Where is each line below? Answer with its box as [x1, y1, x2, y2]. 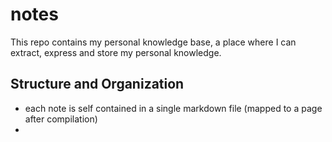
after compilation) [24, 113, 98, 125]
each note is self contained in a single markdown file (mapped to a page [24, 102, 323, 114]
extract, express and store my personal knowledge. [10, 46, 222, 58]
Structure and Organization [10, 76, 185, 93]
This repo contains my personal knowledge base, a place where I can [10, 36, 297, 48]
